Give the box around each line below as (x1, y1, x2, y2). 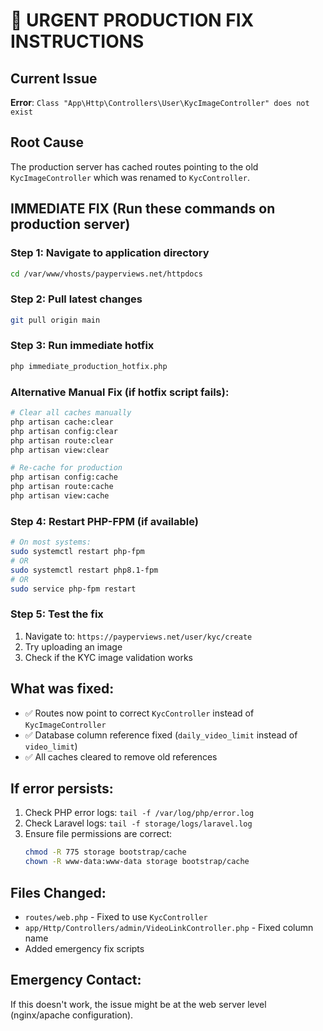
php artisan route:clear (10, 435, 114, 446)
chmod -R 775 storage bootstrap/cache (24, 847, 187, 858)
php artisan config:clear (10, 426, 118, 436)
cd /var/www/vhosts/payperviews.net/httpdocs (10, 269, 203, 279)
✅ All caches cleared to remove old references (24, 750, 218, 763)
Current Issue (10, 70, 98, 87)
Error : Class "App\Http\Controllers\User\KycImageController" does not (10, 97, 310, 108)
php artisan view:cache (10, 491, 110, 501)
